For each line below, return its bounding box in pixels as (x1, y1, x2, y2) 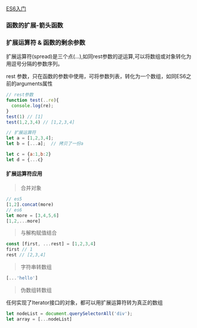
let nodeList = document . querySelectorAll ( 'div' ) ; (6, 310, 133, 316)
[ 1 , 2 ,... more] (6, 218, 41, 224)
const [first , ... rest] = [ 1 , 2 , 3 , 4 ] (6, 241, 96, 247)
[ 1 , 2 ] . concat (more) (6, 202, 54, 207)
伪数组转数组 (20, 286, 52, 293)
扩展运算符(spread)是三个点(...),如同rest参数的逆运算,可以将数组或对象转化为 (6, 53, 192, 60)
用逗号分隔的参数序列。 (6, 61, 63, 68)
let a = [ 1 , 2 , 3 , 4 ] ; (6, 135, 54, 141)
